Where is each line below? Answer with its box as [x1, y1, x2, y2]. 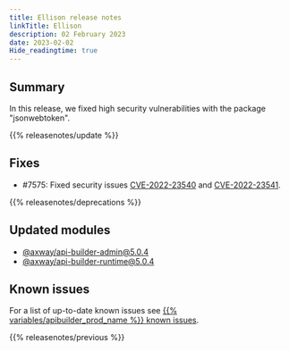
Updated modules [9, 222, 111, 238]
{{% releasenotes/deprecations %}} [9, 196, 141, 207]
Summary [9, 79, 65, 95]
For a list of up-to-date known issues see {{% [9, 305, 177, 316]
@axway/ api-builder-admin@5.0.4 [21, 247, 149, 257]
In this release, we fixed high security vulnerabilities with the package [9, 103, 267, 113]
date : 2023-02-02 [9, 38, 74, 47]
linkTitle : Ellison [9, 21, 82, 30]
